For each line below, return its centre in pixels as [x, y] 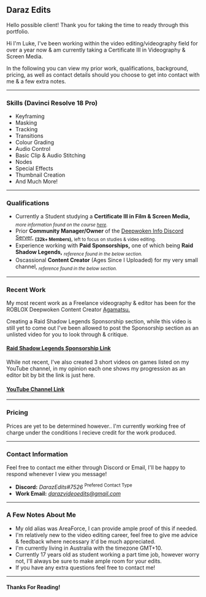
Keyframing [30, 117]
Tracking [26, 129]
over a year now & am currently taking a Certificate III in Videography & [96, 50]
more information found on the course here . [61, 225]
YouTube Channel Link [36, 389]
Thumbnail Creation [40, 175]
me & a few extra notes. [36, 81]
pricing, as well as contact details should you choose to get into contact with [103, 75]
